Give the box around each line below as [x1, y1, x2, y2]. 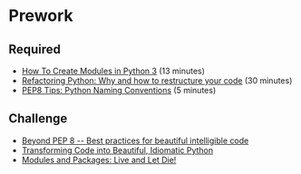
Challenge [8, 111, 68, 127]
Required [8, 42, 61, 57]
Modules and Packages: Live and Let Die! [21, 154, 177, 165]
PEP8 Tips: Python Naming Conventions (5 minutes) [21, 85, 217, 95]
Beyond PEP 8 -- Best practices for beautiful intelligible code [21, 135, 249, 146]
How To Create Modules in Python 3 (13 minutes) [21, 65, 206, 76]
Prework [8, 5, 73, 26]
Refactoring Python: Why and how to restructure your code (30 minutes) [21, 75, 293, 86]
